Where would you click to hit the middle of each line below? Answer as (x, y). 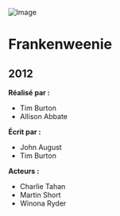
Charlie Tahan (43, 186)
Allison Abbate (44, 116)
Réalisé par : (29, 93)
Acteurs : (24, 171)
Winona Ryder (43, 203)
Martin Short (40, 195)
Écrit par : (25, 132)
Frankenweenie (60, 44)
